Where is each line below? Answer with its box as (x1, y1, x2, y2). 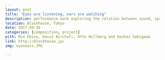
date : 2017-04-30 (5, 25, 41, 30)
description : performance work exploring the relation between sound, (5, 16, 153, 21)
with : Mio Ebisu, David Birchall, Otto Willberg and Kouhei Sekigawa (5, 35, 151, 40)
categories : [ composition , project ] (5, 30, 80, 35)
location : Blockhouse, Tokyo (5, 20, 65, 26)
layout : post (5, 7, 32, 12)
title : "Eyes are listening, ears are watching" (5, 12, 107, 17)
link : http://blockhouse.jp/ (5, 39, 65, 44)
